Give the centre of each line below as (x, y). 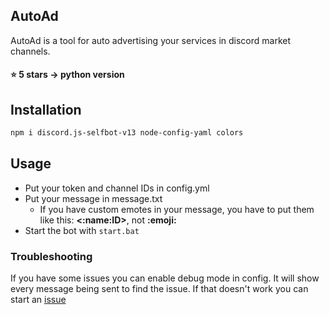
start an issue (38, 300)
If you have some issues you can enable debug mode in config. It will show (165, 278)
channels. (30, 51)
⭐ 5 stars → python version (67, 75)
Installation (46, 109)
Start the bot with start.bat (82, 230)
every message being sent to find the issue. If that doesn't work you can (159, 289)
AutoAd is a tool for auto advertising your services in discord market (151, 40)
